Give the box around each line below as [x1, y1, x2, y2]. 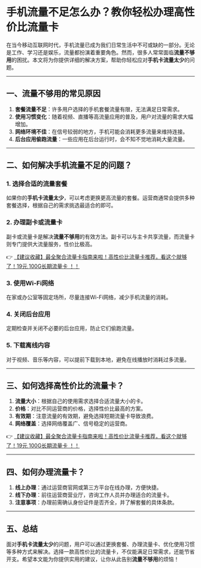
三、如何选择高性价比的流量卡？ [6, 381, 124, 391]
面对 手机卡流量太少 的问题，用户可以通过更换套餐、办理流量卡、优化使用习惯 [6, 540, 195, 548]
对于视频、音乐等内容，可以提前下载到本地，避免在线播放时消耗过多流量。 [6, 356, 190, 363]
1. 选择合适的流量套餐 [6, 180, 68, 188]
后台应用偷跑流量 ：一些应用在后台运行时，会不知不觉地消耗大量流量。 [14, 135, 188, 142]
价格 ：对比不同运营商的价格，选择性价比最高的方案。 [14, 405, 147, 413]
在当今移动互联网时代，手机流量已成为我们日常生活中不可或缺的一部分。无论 [6, 41, 195, 48]
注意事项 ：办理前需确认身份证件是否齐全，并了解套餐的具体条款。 [14, 499, 178, 506]
